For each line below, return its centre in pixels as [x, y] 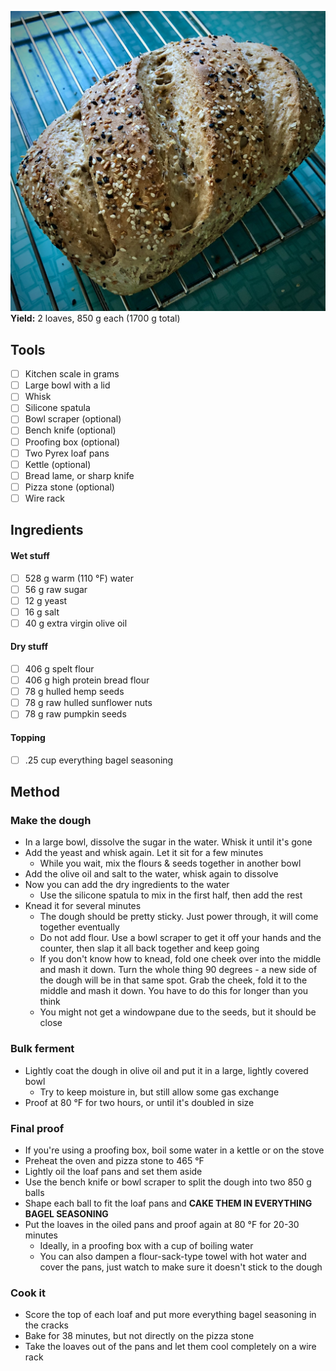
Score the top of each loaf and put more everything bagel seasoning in [170, 1315]
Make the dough [51, 820]
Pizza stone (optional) [69, 487]
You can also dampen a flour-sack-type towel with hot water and [173, 1256]
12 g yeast [46, 600]
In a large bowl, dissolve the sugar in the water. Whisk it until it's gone [168, 842]
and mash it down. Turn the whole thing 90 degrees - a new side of [178, 970]
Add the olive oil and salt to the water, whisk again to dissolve [151, 874]
